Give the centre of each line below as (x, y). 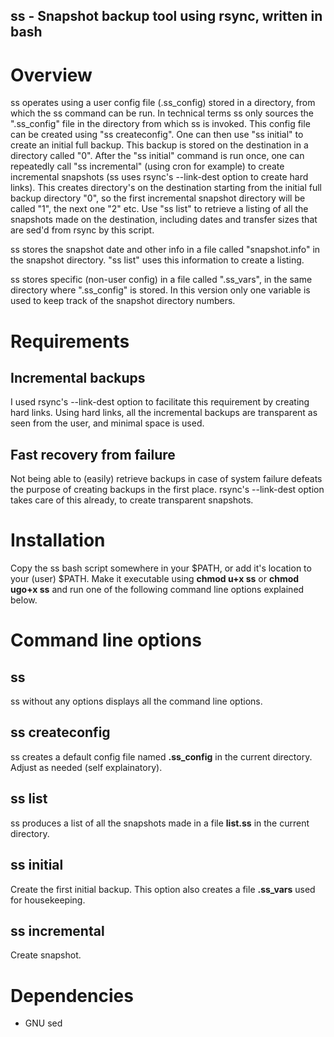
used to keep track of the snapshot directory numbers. (123, 301)
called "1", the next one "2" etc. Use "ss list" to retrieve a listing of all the (159, 209)
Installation (58, 540)
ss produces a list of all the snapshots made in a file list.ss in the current (160, 823)
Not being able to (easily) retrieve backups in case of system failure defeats (166, 479)
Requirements (70, 341)
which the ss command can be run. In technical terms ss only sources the (162, 113)
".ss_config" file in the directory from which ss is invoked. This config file (160, 124)
